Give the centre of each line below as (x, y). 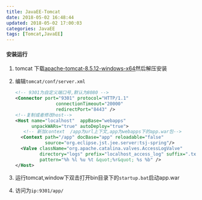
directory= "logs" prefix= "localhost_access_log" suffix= (112, 154)
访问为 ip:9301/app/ (39, 190)
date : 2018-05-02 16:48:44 (40, 17)
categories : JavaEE (31, 29)
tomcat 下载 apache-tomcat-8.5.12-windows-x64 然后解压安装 (91, 68)
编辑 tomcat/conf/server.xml (50, 81)
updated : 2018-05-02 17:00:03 (44, 23)
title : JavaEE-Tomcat (33, 12)
